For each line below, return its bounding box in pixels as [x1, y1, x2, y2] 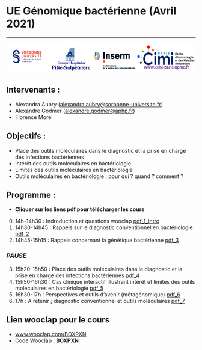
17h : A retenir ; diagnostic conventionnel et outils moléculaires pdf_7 [14, 297, 185, 304]
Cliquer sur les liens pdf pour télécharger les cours [14, 206, 145, 213]
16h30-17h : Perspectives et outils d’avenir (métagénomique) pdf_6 [14, 290, 180, 298]
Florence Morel [14, 113, 53, 121]
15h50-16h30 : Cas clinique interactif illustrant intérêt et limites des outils [14, 278, 195, 285]
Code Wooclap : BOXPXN [14, 337, 79, 344]
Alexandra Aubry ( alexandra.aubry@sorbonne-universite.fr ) [14, 100, 164, 108]
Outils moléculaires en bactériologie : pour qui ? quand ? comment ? [14, 173, 184, 180]
